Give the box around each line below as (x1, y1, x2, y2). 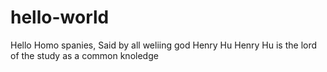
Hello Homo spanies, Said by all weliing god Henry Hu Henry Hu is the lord (10, 39, 318, 51)
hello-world (10, 6, 110, 29)
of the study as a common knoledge (10, 49, 159, 61)
